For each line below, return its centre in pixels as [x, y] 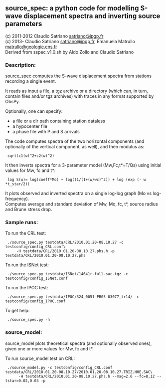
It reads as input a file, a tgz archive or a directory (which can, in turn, [77, 91]
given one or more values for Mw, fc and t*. [49, 348]
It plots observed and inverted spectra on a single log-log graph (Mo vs [79, 193]
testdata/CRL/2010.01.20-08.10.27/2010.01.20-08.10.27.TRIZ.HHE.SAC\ [79, 372]
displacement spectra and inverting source [92, 16]
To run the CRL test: [26, 233]
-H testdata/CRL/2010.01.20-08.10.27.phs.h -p [65, 251]
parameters [24, 24]
